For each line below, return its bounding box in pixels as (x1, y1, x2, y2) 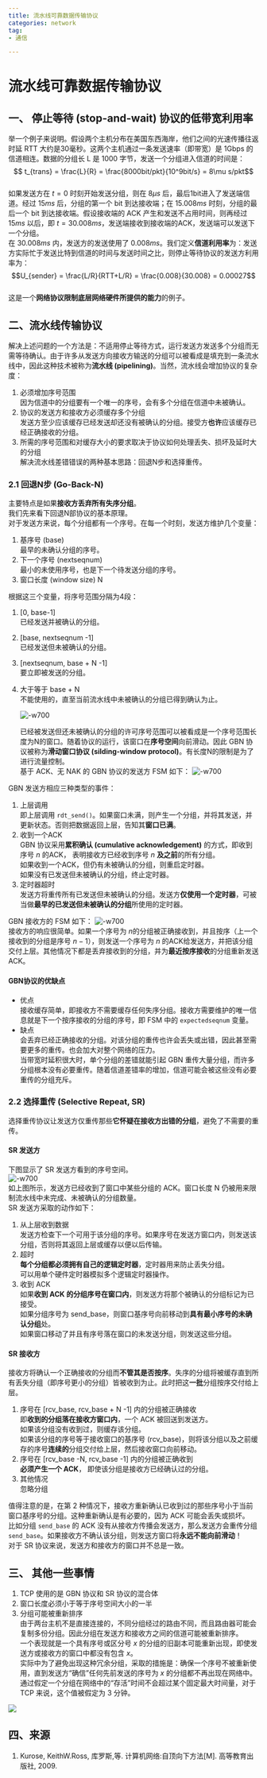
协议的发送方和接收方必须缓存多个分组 (19, 408, 145, 417)
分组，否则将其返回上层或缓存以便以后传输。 (19, 1240, 167, 1250)
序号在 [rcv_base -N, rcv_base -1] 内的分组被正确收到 (19, 1455, 193, 1464)
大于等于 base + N (19, 685, 80, 694)
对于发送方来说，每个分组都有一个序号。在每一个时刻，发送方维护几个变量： (8, 518, 259, 528)
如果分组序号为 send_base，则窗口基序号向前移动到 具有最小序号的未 (19, 1309, 246, 1319)
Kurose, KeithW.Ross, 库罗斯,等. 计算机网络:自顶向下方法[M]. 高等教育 (19, 1751, 247, 1761)
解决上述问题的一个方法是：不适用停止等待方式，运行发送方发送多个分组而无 (8, 341, 259, 350)
